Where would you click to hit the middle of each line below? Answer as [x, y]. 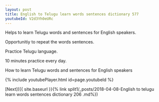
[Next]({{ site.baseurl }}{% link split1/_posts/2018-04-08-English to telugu [80, 89]
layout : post [18, 10]
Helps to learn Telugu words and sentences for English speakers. [71, 33]
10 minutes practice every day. [36, 61]
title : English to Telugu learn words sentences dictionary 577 [72, 14]
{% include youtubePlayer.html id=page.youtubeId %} [59, 80]
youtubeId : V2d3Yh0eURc [29, 19]
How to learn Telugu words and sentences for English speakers [69, 70]
